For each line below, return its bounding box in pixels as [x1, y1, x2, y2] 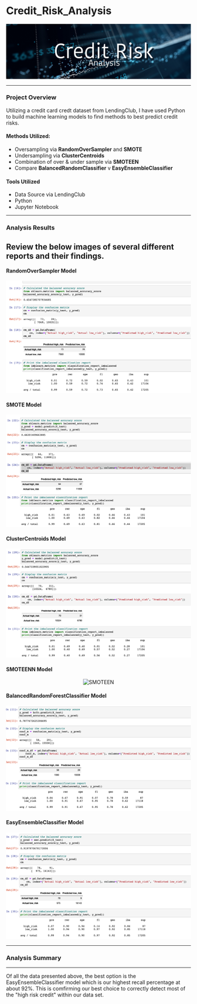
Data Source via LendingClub [14, 191, 86, 198]
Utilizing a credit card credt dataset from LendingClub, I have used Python [6, 107, 186, 114]
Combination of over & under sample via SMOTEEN [14, 159, 139, 166]
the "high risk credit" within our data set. [6, 991, 104, 999]
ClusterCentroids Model [6, 535, 66, 542]
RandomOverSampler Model [6, 267, 77, 274]
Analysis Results [6, 224, 55, 232]
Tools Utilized [6, 178, 40, 185]
